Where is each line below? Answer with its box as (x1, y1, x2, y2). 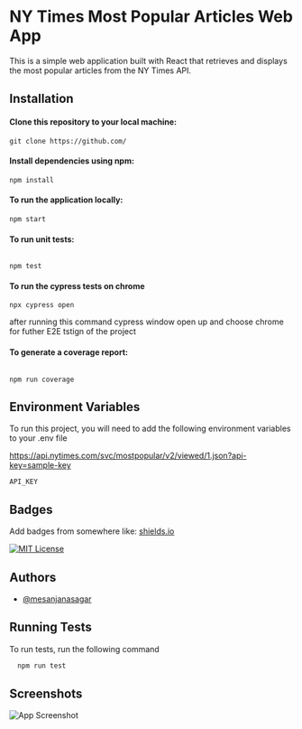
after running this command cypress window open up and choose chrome (9, 316, 284, 327)
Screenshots (9, 687, 83, 702)
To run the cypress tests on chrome (9, 280, 146, 291)
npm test (9, 262, 42, 271)
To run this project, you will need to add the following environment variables (9, 423, 291, 435)
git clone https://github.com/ (9, 136, 127, 145)
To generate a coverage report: (9, 346, 129, 358)
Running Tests (9, 620, 92, 635)
